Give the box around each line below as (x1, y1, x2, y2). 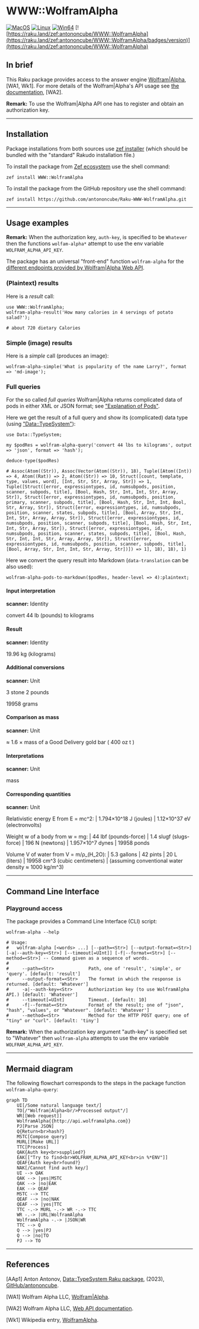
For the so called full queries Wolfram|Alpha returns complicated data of (6, 396, 182, 403)
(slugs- (172, 833, 190, 840)
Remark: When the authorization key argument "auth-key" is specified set (6, 1028, 187, 1036)
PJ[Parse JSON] (17, 1123, 54, 1129)
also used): (6, 563, 34, 571)
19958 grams (6, 700, 38, 707)
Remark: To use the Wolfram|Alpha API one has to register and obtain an (6, 100, 184, 107)
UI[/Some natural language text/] (17, 1102, 102, 1108)
